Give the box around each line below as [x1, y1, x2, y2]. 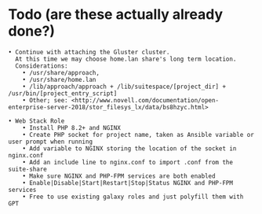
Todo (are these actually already [8, 6, 224, 24]
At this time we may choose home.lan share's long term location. [15, 55, 237, 63]
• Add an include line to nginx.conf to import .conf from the [22, 158, 234, 166]
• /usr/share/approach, [22, 68, 100, 76]
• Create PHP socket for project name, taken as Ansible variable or [22, 131, 255, 138]
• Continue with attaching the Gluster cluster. [8, 48, 170, 56]
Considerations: [15, 61, 68, 70]
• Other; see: [22, 96, 68, 104]
